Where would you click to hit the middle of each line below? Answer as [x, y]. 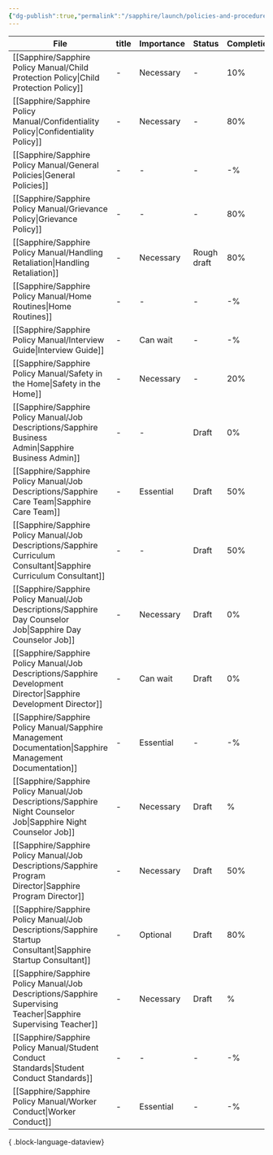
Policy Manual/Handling [58, 252]
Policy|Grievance [45, 219]
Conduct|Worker [44, 1111]
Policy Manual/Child [51, 68]
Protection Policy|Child [56, 77]
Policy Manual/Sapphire [58, 727]
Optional [156, 935]
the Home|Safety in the [56, 383]
